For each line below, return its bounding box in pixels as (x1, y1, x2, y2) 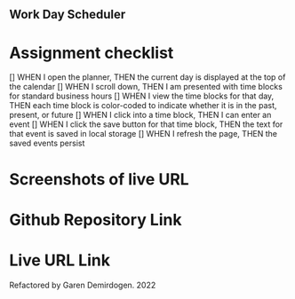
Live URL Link (9, 250, 111, 270)
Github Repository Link (9, 209, 182, 230)
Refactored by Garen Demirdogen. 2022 (9, 279, 156, 290)
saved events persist (9, 138, 85, 149)
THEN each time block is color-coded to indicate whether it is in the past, (9, 100, 277, 111)
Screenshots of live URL (9, 169, 189, 189)
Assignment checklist (9, 43, 174, 63)
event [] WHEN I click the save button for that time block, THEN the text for (9, 119, 283, 130)
